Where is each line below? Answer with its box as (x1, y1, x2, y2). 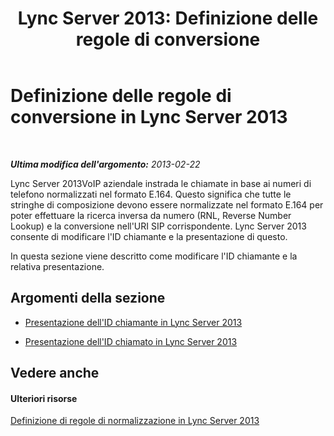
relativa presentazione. (10, 260, 105, 272)
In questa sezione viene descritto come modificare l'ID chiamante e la (10, 250, 298, 262)
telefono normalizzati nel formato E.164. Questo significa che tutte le (10, 188, 292, 200)
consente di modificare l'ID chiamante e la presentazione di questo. (10, 230, 288, 242)
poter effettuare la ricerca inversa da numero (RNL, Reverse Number (10, 209, 292, 221)
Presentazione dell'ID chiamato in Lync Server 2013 (24, 335, 238, 347)
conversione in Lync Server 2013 (10, 106, 288, 129)
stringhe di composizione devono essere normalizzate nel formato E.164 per (10, 198, 324, 211)
